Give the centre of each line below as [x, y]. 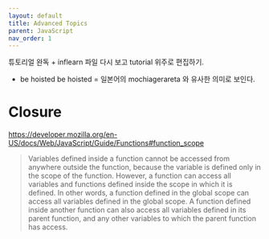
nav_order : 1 [30, 38]
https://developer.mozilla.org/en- [63, 134]
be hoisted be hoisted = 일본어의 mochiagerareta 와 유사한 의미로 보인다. [137, 79]
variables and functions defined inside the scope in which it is [130, 184]
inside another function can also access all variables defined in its [137, 210]
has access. [48, 227]
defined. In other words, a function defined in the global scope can [139, 193]
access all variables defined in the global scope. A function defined [139, 201]
